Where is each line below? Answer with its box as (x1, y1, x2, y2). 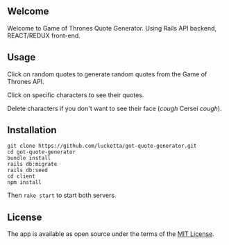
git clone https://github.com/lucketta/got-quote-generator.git (7, 142, 197, 150)
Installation (7, 124, 57, 136)
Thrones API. (7, 77, 44, 85)
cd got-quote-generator (7, 149, 76, 155)
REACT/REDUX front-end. (7, 31, 81, 40)
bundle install (7, 155, 51, 162)
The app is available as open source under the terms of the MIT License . (7, 230, 215, 238)
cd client (7, 173, 36, 180)
